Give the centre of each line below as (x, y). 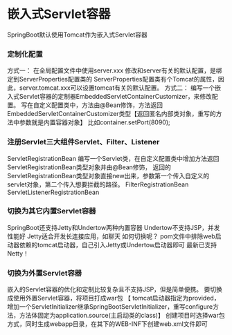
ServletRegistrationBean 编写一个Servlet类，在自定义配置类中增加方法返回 (113, 158)
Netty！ (18, 253)
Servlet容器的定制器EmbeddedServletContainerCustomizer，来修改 (116, 97)
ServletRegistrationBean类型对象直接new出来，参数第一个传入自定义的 (108, 175)
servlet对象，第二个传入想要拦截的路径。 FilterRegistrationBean (98, 184)
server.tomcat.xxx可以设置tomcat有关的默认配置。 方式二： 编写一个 (117, 88)
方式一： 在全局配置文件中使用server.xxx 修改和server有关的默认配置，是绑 (115, 70)
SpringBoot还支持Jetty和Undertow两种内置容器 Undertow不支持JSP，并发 (114, 227)
